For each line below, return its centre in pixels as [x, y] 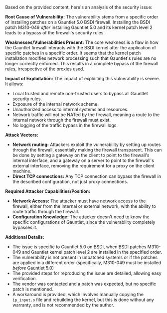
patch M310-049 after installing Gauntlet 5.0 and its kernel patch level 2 [79, 27]
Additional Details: [25, 237]
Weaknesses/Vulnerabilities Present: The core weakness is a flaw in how [82, 42]
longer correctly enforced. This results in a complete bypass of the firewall [82, 64]
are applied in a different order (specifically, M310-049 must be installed [86, 263]
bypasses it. [25, 227]
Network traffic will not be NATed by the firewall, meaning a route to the [86, 115]
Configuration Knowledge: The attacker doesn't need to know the [81, 217]
